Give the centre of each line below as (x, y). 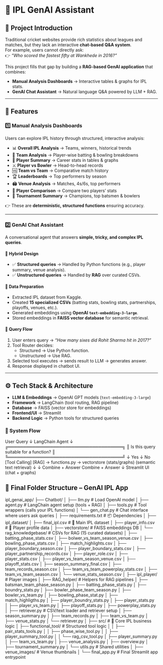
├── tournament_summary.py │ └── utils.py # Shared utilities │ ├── (74, 646)
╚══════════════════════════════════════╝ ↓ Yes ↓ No (78, 457)
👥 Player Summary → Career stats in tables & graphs (65, 160)
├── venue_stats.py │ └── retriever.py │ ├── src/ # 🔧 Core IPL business (78, 621)
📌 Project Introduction (39, 28)
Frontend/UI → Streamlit (37, 413)
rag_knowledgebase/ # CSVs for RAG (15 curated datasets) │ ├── (71, 532)
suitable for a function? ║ (30, 452)
